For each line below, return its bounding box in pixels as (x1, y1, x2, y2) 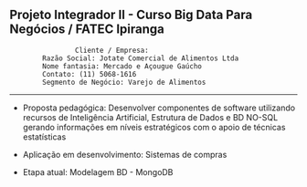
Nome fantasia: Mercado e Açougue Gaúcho (42, 61, 203, 71)
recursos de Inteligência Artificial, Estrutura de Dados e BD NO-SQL (22, 111, 279, 122)
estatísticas (22, 131, 67, 142)
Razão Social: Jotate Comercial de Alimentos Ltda (42, 54, 239, 63)
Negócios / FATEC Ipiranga (9, 22, 164, 37)
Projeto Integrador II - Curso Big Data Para (9, 7, 253, 23)
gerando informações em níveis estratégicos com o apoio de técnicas (22, 121, 286, 132)
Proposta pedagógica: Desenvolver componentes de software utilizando (22, 102, 295, 113)
